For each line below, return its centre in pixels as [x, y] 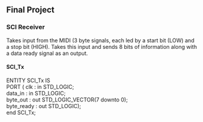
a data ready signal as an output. [47, 53]
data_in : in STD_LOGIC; [36, 93]
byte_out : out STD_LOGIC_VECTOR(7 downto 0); [67, 100]
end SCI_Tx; [21, 112]
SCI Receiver [26, 27]
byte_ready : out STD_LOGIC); [44, 106]
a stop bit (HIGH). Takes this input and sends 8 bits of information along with [101, 47]
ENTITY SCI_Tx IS [28, 80]
